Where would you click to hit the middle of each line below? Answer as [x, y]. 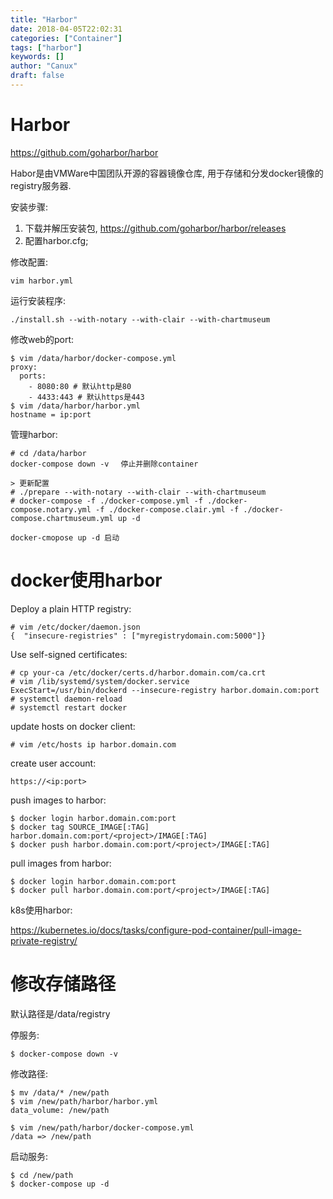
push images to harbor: [58, 800]
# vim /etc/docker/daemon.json [75, 627]
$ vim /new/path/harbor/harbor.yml [84, 1101]
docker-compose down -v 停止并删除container [104, 464]
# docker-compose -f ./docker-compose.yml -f [106, 501]
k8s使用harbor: [41, 910]
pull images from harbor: [61, 863]
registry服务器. [41, 185]
